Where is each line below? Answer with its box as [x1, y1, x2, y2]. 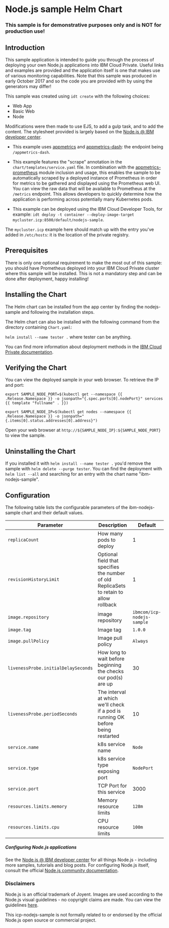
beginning [98, 661, 122, 668]
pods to [98, 536, 116, 543]
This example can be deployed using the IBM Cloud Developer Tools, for [12, 206, 162, 212]
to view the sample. [5, 433, 46, 439]
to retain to [98, 588, 123, 596]
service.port [8, 786, 39, 792]
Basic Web [12, 108, 35, 114]
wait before [98, 655, 125, 662]
